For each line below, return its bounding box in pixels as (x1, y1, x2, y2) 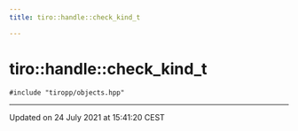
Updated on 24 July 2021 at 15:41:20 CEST (9, 112, 166, 122)
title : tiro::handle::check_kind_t (9, 12, 141, 22)
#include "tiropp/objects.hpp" (9, 88, 125, 97)
